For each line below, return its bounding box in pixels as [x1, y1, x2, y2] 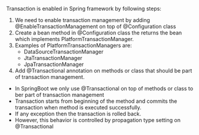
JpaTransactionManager [23, 61, 84, 68]
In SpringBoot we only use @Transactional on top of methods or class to [14, 85, 194, 92]
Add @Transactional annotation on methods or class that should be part [14, 67, 192, 74]
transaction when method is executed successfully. [14, 104, 142, 111]
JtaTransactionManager [23, 55, 82, 61]
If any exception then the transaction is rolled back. [14, 110, 142, 117]
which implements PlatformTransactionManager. [14, 36, 134, 42]
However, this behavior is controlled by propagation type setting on [14, 117, 181, 124]
